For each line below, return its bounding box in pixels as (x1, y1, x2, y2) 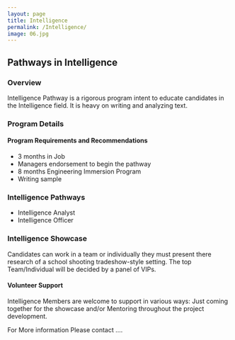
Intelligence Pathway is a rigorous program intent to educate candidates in (7, 93, 224, 102)
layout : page (7, 10, 46, 18)
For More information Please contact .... (7, 325, 123, 334)
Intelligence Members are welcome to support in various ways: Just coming (7, 297, 229, 305)
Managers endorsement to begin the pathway (17, 160, 151, 169)
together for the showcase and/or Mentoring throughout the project (7, 304, 205, 312)
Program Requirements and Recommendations (7, 136, 148, 145)
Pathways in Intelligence (7, 56, 118, 68)
